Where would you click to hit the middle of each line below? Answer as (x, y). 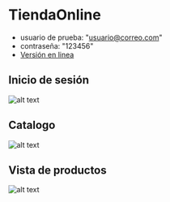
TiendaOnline (55, 15)
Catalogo (32, 125)
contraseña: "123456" (57, 45)
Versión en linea (47, 54)
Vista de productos (57, 170)
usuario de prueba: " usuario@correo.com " (91, 37)
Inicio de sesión (49, 80)
